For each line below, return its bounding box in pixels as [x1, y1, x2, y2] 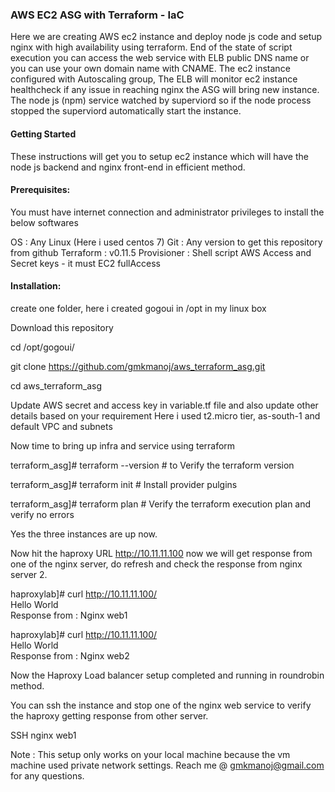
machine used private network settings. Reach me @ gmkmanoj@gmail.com [10, 759, 325, 771]
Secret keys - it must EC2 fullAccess [10, 257, 162, 269]
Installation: [10, 280, 62, 292]
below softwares [10, 216, 79, 228]
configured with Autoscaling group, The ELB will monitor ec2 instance [10, 73, 298, 85]
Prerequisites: [10, 184, 71, 196]
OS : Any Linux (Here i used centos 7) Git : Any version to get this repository [10, 236, 323, 248]
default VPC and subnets [10, 420, 113, 432]
